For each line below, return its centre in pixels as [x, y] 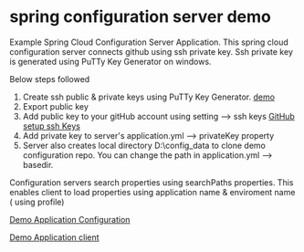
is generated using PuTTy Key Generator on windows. [110, 61]
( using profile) [37, 202]
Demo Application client [54, 237]
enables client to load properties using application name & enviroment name [152, 192]
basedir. [38, 164]
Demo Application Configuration [70, 219]
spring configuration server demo [140, 17]
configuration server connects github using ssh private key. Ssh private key [152, 51]
